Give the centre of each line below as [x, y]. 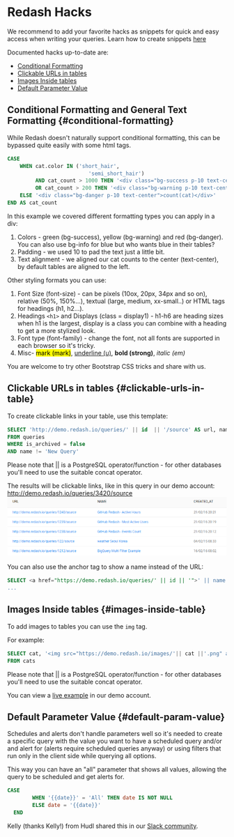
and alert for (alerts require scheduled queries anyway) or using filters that [114, 748]
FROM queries [26, 437]
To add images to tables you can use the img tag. [77, 626]
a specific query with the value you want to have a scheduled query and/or [115, 741]
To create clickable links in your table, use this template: [88, 416]
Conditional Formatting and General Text [97, 110]
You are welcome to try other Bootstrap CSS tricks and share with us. [107, 366]
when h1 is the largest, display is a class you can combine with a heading [122, 323]
